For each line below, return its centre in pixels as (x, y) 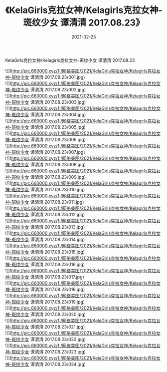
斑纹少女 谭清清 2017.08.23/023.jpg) (49, 352)
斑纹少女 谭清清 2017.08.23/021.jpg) (48, 327)
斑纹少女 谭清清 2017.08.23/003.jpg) (49, 102)
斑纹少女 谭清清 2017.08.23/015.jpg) (48, 252)
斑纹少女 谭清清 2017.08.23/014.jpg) (48, 239)
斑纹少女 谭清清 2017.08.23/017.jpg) (48, 277)
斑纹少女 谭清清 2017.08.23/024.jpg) (49, 364)
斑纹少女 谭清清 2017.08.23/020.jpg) (49, 314)
